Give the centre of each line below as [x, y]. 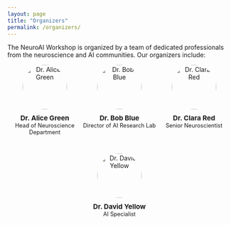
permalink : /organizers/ [44, 27]
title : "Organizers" [38, 21]
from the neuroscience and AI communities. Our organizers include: [107, 55]
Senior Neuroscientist [194, 126]
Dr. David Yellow [119, 207]
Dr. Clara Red [194, 118]
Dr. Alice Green [45, 118]
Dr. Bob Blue [119, 118]
